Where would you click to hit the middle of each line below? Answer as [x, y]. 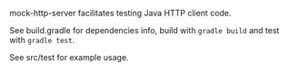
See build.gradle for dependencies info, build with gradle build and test [144, 30]
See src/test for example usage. [69, 57]
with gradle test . [42, 40]
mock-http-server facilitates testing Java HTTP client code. [120, 13]
